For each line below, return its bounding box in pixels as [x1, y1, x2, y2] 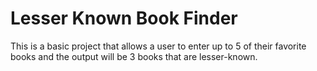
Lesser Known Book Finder [10, 7, 238, 30]
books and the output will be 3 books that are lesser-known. [10, 50, 258, 62]
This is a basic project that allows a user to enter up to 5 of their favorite [10, 40, 307, 52]
